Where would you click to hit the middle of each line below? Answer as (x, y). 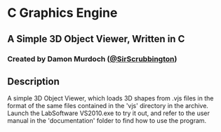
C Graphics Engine (62, 13)
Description (33, 81)
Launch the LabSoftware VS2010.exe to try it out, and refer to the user (109, 113)
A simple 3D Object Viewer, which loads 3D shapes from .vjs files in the (110, 98)
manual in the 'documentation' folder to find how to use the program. (107, 121)
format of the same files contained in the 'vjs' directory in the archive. (108, 106)
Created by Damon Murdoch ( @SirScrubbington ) (92, 59)
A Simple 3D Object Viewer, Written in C (96, 39)
